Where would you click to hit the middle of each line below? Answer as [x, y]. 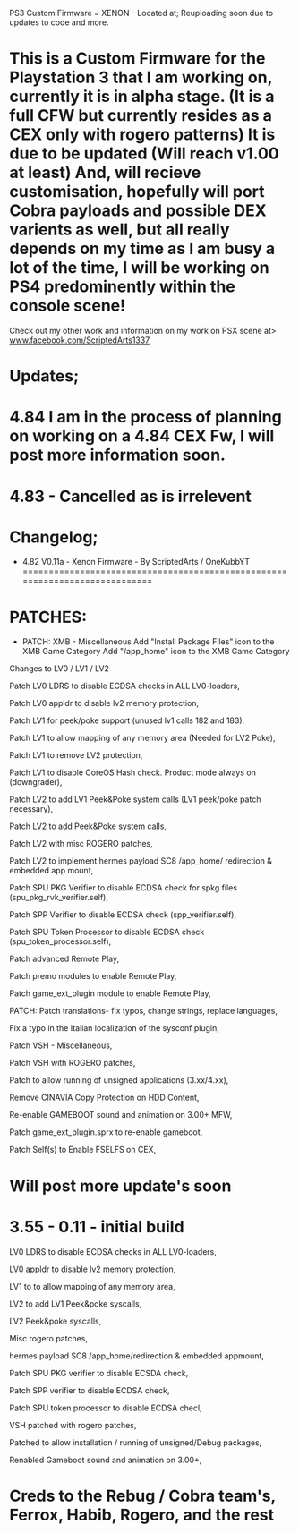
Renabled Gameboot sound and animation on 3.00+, [106, 1460]
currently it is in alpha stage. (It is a [142, 97]
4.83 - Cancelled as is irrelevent [131, 496]
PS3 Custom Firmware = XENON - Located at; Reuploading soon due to [141, 13]
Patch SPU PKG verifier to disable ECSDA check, [99, 1373]
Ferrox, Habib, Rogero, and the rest [142, 1515]
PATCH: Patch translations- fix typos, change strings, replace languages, [143, 1011]
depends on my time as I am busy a [142, 249]
